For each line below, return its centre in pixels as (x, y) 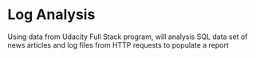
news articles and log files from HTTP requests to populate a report (118, 44)
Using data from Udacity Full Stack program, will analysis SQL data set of (128, 37)
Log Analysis (51, 15)
